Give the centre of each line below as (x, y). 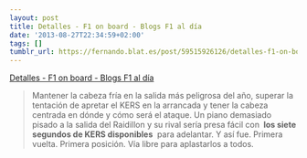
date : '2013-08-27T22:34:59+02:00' (77, 35)
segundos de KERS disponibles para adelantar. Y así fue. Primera (157, 134)
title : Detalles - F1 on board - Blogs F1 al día (106, 26)
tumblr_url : (32, 52)
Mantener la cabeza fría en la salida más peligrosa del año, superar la (163, 96)
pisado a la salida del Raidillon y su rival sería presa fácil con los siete (164, 125)
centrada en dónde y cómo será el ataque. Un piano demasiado (152, 115)
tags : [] (26, 43)
